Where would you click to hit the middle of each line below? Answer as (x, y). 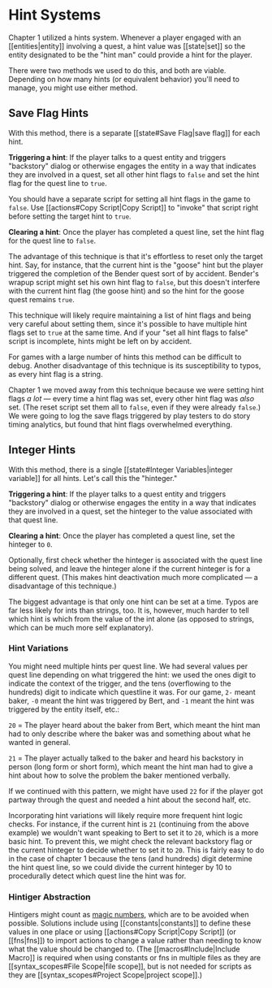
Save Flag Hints (49, 113)
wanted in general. (40, 742)
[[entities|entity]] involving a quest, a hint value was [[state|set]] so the (127, 45)
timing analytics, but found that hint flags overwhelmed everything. (121, 424)
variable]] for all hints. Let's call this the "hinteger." (93, 478)
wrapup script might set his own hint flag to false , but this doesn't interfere (134, 282)
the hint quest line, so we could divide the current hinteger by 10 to (120, 867)
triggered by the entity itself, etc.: (64, 709)
